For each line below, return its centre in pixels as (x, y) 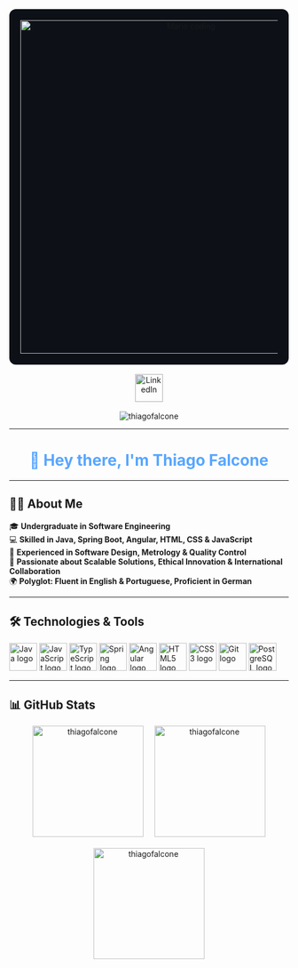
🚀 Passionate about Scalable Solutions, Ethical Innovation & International (146, 561)
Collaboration (35, 571)
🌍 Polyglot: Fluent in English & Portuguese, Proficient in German (131, 580)
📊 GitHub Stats (52, 704)
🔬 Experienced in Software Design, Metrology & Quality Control (128, 552)
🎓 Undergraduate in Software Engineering (90, 526)
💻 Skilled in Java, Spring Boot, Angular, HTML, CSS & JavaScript (131, 539)
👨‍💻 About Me (46, 504)
